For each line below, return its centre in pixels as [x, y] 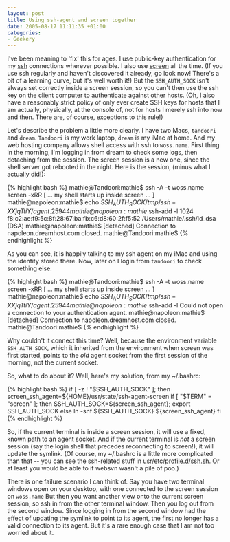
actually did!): [26, 174]
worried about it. [31, 532]
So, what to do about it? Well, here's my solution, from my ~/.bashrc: [104, 376]
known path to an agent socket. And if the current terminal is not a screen [111, 439]
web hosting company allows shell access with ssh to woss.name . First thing [113, 145]
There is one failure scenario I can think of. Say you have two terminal [106, 481]
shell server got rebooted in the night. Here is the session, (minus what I [109, 167]
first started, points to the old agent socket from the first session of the [107, 355]
